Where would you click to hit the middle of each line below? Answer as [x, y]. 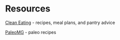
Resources [28, 9]
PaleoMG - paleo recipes [31, 32]
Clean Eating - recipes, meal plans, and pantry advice [60, 22]
